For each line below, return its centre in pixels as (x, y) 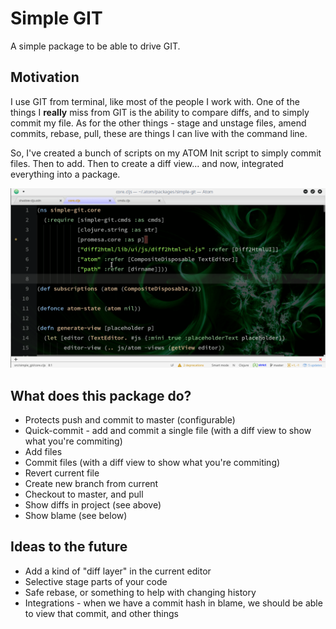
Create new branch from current (91, 483)
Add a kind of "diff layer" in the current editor (118, 571)
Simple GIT (56, 18)
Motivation (45, 77)
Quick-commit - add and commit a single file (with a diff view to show (168, 430)
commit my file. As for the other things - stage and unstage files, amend (158, 123)
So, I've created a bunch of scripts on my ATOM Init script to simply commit (166, 153)
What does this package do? (101, 395)
